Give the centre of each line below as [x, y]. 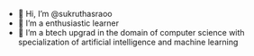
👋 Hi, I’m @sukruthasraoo [65, 14]
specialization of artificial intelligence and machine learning [128, 42]
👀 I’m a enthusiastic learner [68, 23]
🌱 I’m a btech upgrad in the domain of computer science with [131, 32]
